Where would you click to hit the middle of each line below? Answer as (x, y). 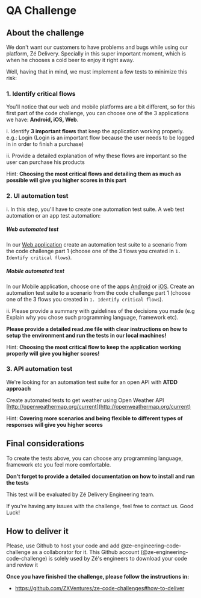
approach (19, 388)
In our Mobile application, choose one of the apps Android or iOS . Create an (100, 286)
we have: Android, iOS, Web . (42, 120)
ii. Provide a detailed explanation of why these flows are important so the (97, 156)
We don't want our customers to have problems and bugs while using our (97, 47)
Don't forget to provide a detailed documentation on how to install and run (100, 476)
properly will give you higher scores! (53, 353)
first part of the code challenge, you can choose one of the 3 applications (97, 113)
